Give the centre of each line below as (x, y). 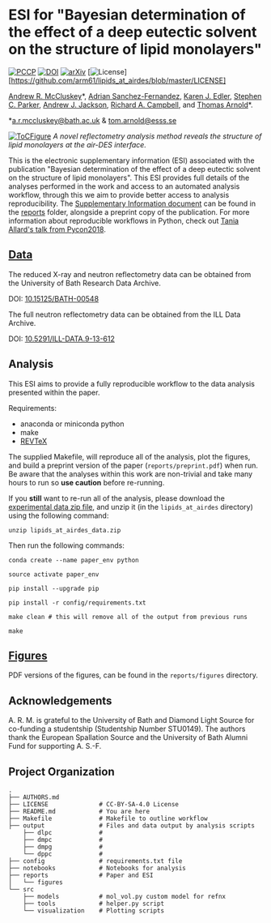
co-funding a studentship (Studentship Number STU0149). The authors (127, 729)
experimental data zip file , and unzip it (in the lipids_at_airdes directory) (131, 506)
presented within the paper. (54, 392)
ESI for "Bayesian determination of (127, 15)
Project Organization (61, 771)
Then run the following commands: (67, 545)
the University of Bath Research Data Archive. (85, 283)
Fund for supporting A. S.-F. (55, 746)
